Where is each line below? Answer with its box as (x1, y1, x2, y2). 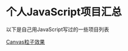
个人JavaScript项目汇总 (6, 5, 122, 19)
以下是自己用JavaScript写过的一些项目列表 (6, 26, 110, 33)
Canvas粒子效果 (6, 38, 45, 45)
